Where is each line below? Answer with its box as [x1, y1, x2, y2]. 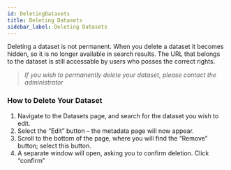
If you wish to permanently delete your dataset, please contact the [24, 71, 217, 79]
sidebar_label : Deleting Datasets [7, 23, 108, 30]
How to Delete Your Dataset [7, 96, 103, 106]
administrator [24, 78, 64, 87]
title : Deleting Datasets [7, 17, 82, 24]
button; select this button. [17, 141, 92, 150]
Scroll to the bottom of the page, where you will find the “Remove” [17, 134, 208, 142]
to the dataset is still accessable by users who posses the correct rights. [7, 57, 216, 66]
